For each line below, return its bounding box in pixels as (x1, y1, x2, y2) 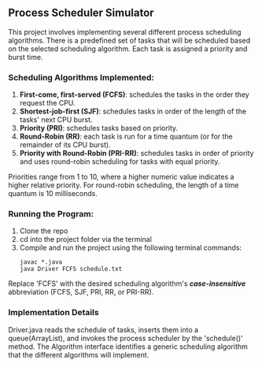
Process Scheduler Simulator (8, 6, 155, 20)
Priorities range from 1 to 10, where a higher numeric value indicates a (8, 172, 234, 182)
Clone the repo (19, 226, 68, 235)
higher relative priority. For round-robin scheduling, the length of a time (8, 180, 239, 190)
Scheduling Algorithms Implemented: (8, 72, 155, 83)
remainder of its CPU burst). (19, 140, 112, 150)
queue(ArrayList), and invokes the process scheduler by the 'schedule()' (8, 333, 244, 343)
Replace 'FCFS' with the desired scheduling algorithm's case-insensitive (8, 279, 246, 288)
